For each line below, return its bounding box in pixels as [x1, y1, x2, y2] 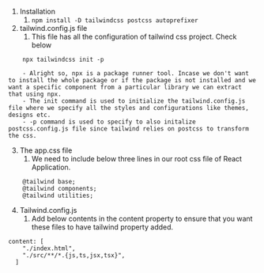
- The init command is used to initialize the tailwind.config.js [22, 97, 246, 105]
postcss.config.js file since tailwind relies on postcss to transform [8, 125, 249, 133]
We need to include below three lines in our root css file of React [31, 154, 243, 163]
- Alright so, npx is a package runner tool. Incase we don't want [22, 70, 249, 78]
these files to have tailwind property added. [31, 222, 174, 232]
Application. [31, 162, 71, 172]
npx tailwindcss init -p [22, 55, 104, 63]
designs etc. [8, 111, 51, 119]
